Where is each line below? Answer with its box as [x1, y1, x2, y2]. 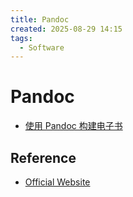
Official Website [24, 176, 91, 188]
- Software [19, 42, 65, 53]
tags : [10, 33, 33, 43]
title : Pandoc [10, 14, 70, 25]
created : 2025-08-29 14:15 [10, 24, 123, 34]
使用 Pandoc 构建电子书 [24, 120, 123, 132]
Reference [10, 149, 77, 166]
